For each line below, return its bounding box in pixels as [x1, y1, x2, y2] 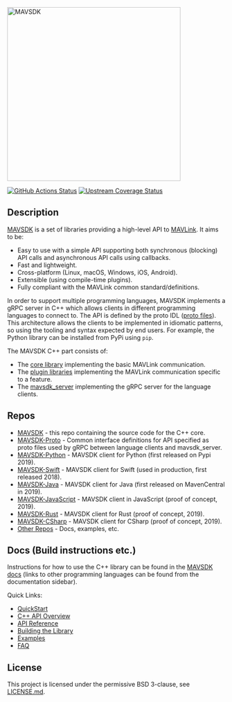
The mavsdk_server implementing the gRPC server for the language [17, 382, 211, 391]
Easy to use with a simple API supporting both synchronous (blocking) [17, 246, 218, 254]
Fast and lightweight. [17, 261, 78, 269]
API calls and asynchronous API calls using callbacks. [17, 253, 171, 261]
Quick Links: [7, 591, 43, 600]
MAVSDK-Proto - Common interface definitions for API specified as [17, 436, 209, 444]
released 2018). [17, 473, 62, 481]
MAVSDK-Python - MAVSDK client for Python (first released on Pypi [17, 450, 211, 459]
